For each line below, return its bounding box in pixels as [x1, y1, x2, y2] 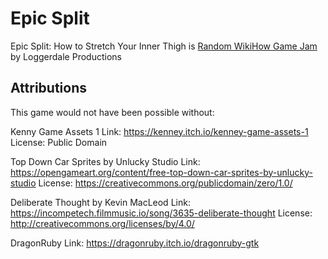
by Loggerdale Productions [10, 50, 122, 62]
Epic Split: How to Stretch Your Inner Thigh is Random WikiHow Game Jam [10, 40, 318, 52]
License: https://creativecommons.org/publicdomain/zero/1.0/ [38, 177, 293, 189]
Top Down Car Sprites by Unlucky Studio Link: [10, 155, 201, 167]
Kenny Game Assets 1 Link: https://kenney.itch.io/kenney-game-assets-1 [10, 125, 309, 137]
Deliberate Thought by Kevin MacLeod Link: [10, 196, 191, 208]
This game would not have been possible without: [10, 106, 215, 118]
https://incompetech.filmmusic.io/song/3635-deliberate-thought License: [10, 207, 313, 219]
